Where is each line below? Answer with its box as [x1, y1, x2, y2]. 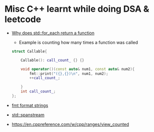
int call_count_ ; [21, 89, 56, 94]
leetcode [4, 14, 41, 25]
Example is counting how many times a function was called [19, 39, 138, 45]
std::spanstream [11, 111, 44, 118]
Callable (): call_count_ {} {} [21, 58, 85, 63]
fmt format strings [11, 102, 48, 108]
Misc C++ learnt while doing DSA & [4, 3, 150, 15]
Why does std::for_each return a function [11, 30, 95, 36]
